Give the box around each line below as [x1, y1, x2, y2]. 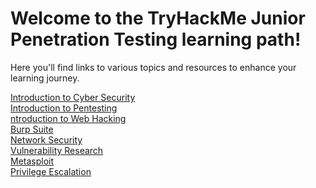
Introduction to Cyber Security [10, 91, 136, 103]
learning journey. [10, 72, 80, 84]
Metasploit [10, 155, 55, 167]
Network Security [10, 133, 83, 146]
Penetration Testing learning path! [10, 28, 302, 51]
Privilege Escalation [10, 165, 92, 177]
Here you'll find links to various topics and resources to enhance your [10, 61, 297, 73]
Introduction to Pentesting [10, 102, 118, 114]
